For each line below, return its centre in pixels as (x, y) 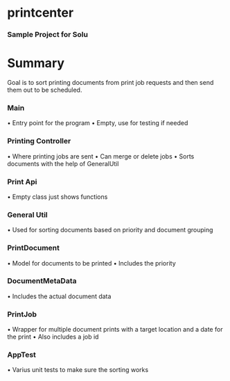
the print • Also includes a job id (53, 337)
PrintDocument (34, 248)
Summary (36, 63)
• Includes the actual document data (59, 296)
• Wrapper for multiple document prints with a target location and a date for (115, 330)
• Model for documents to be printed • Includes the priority (92, 263)
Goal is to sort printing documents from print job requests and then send (110, 83)
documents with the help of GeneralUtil (63, 163)
